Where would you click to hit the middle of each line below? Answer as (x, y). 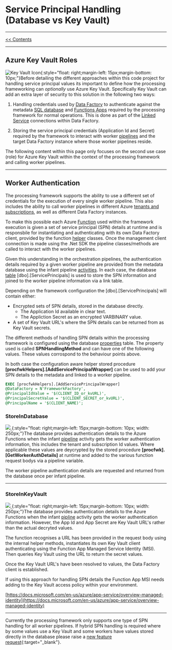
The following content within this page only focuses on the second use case (86, 151)
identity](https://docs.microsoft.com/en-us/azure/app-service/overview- (82, 600)
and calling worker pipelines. (36, 162)
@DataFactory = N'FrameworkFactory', (46, 389)
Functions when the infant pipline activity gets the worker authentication (81, 517)
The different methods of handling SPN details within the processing (77, 338)
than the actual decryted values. (39, 528)
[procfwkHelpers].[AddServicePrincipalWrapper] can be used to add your (85, 369)
